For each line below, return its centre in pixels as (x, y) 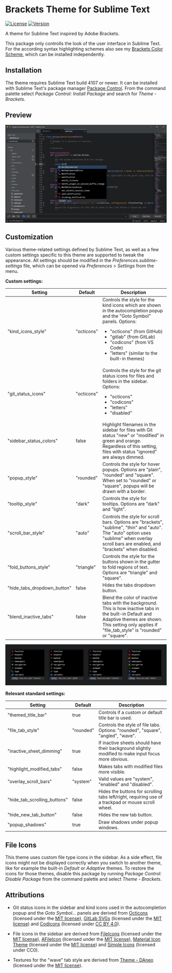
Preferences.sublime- (135, 260)
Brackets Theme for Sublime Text (78, 9)
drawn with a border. (124, 491)
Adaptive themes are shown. (132, 619)
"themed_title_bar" (27, 715)
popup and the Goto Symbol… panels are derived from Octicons (80, 913)
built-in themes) (127, 359)
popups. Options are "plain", (132, 470)
